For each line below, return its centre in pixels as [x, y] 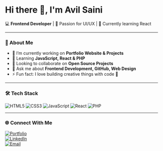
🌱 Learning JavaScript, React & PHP [49, 58]
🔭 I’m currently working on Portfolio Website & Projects [68, 53]
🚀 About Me [19, 42]
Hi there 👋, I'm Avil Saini [54, 10]
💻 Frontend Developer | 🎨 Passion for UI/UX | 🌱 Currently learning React [78, 23]
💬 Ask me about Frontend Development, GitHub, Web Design [74, 69]
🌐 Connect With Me [29, 123]
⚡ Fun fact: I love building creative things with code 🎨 [65, 74]
